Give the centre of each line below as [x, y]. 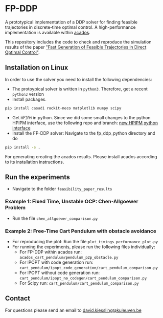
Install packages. [29, 99]
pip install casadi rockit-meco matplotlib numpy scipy [63, 108]
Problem [15, 208]
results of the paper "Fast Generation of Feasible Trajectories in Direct [76, 47]
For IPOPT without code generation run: [59, 273]
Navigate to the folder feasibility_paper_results [62, 189]
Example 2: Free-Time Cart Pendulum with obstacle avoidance [81, 231]
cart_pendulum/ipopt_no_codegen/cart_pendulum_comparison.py [83, 278]
